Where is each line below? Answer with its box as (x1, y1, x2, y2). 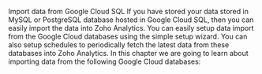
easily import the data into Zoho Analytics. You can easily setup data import (8, 24, 254, 32)
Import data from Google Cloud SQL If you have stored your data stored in (8, 7, 249, 16)
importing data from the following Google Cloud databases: (8, 57, 201, 66)
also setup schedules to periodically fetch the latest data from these (8, 40, 230, 50)
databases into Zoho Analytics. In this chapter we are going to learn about (8, 49, 249, 57)
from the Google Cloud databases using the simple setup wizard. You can (8, 31, 248, 41)
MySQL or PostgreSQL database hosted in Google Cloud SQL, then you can (8, 15, 254, 24)
